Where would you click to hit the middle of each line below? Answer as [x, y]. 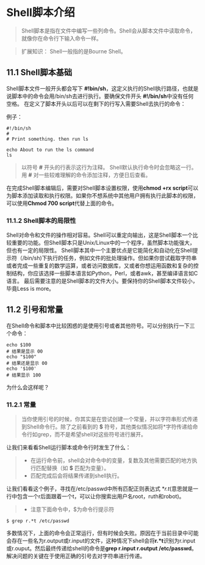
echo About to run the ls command [50, 150]
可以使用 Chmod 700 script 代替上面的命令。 [62, 203]
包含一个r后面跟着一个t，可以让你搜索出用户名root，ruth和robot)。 [101, 496]
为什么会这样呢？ [28, 387]
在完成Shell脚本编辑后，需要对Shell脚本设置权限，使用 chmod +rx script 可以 [103, 188]
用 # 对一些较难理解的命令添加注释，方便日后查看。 [86, 174]
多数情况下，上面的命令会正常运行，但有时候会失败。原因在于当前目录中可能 [103, 533]
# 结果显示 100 [24, 375]
